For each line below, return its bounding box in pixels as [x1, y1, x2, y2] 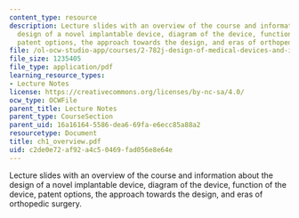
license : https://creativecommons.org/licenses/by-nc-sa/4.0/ [9, 87, 245, 96]
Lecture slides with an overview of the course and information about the [9, 170, 274, 181]
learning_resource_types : [9, 71, 105, 80]
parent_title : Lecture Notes [9, 104, 117, 113]
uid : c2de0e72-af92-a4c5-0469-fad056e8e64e [9, 145, 174, 154]
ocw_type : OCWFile [9, 95, 77, 105]
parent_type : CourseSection [9, 112, 114, 121]
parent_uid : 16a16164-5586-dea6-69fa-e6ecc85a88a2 [9, 121, 201, 130]
